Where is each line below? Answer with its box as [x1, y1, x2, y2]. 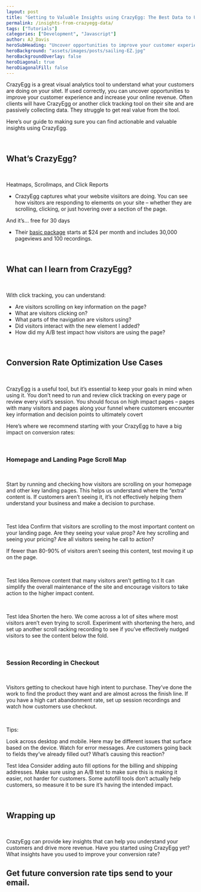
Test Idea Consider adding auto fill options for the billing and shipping [6, 762, 178, 770]
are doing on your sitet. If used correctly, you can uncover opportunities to [6, 88, 190, 95]
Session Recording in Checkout [6, 659, 100, 667]
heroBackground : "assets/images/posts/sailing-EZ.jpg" [6, 48, 146, 54]
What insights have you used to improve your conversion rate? [6, 851, 160, 858]
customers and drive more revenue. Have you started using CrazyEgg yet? [6, 844, 190, 852]
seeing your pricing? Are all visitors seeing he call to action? [6, 536, 154, 543]
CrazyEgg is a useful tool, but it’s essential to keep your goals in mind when [6, 385, 193, 392]
